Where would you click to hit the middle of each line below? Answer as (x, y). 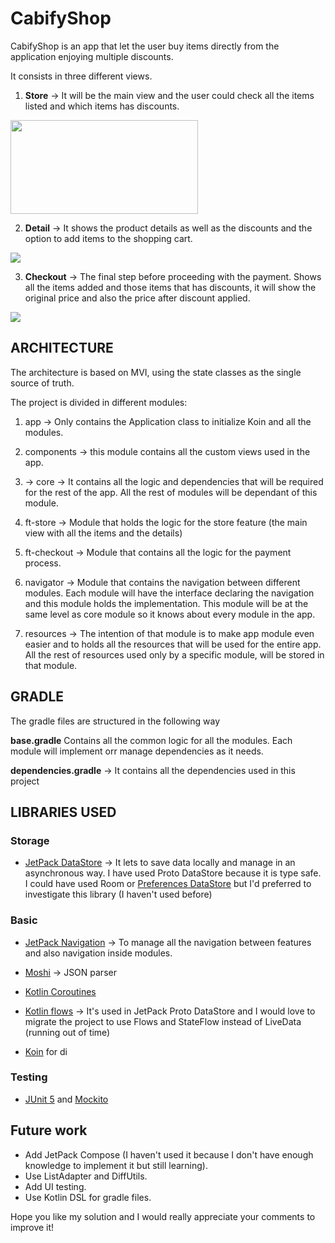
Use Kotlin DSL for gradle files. (88, 1197)
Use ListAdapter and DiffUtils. (86, 1176)
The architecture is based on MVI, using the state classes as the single (156, 372)
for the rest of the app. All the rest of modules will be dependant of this (171, 492)
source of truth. (42, 383)
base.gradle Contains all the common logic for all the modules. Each (151, 740)
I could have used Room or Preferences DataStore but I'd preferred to (168, 884)
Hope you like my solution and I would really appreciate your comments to (163, 1216)
